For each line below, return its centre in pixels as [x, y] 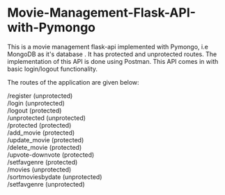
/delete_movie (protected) [45, 147]
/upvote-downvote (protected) [51, 155]
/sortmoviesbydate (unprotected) [55, 177]
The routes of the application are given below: [73, 82]
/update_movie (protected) [46, 139]
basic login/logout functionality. [53, 69]
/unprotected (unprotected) [46, 118]
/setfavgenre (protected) [42, 162]
